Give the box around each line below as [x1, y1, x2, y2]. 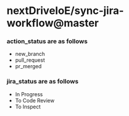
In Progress [15, 90, 43, 97]
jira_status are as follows [6, 78, 79, 86]
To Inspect [15, 103, 41, 110]
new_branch [15, 51, 46, 58]
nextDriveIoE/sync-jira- [6, 4, 124, 17]
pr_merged [15, 63, 42, 70]
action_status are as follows [6, 37, 88, 45]
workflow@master [6, 16, 99, 30]
